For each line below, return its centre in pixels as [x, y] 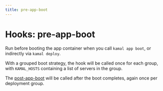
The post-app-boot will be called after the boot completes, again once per [81, 78]
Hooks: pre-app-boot [50, 34]
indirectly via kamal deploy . [33, 53]
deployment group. [25, 83]
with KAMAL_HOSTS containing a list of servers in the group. [64, 68]
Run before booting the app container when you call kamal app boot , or [78, 48]
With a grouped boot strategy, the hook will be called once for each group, [82, 63]
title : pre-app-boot [27, 10]
